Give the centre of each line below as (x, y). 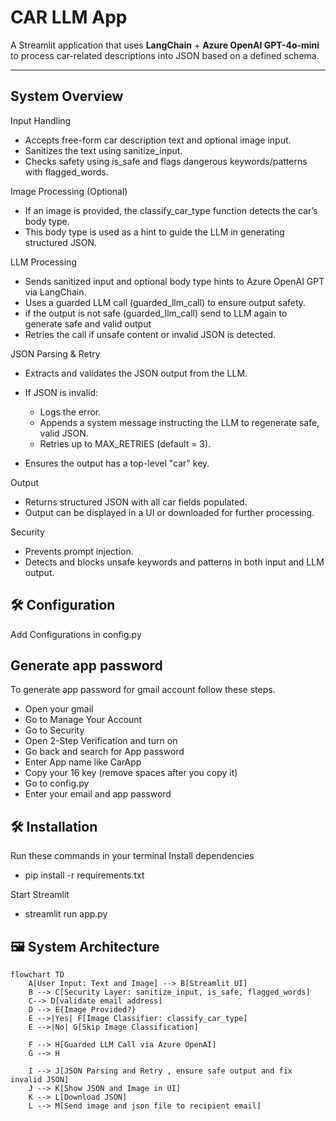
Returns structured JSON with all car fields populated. (136, 502)
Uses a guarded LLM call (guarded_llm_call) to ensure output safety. (165, 302)
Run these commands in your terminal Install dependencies (132, 856)
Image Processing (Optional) (69, 191)
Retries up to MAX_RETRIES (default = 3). (125, 443)
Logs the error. (70, 412)
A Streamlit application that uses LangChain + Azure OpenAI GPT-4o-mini (165, 45)
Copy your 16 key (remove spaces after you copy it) (131, 773)
